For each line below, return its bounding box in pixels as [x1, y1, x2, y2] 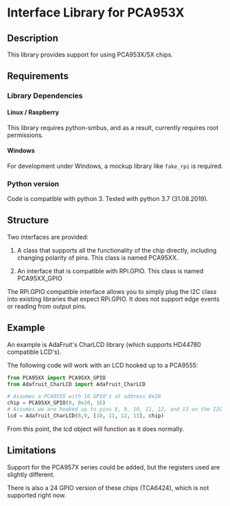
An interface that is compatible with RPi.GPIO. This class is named [16, 266, 204, 275]
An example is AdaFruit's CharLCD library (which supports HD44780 [7, 340, 201, 348]
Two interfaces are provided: [7, 233, 89, 241]
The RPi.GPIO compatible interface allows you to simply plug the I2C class [7, 287, 217, 295]
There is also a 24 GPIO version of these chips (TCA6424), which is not [7, 483, 209, 492]
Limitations [7, 445, 56, 456]
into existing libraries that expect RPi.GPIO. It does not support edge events [7, 295, 220, 303]
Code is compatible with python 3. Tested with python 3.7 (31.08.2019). [7, 195, 209, 203]
